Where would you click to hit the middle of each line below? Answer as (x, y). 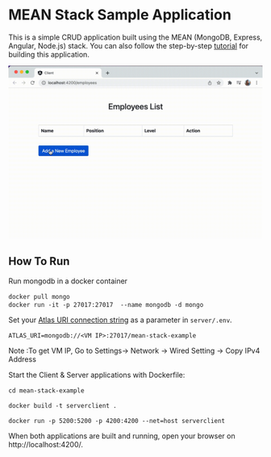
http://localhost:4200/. (46, 444)
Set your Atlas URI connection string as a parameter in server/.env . (120, 320)
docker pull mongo (39, 296)
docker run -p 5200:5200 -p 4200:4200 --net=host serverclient (117, 421)
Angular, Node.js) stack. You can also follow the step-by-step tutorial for (128, 45)
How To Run (39, 261)
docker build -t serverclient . (63, 405)
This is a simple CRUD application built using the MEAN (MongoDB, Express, (135, 37)
